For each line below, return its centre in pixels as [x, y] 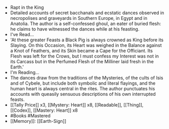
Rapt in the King [27, 7]
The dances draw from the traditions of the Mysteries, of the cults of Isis [87, 78]
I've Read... [22, 34]
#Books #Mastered [30, 116]
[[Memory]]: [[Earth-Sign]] [38, 121]
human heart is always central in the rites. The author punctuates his [82, 88]
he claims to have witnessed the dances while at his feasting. [75, 29]
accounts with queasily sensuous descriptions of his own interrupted [83, 94]
